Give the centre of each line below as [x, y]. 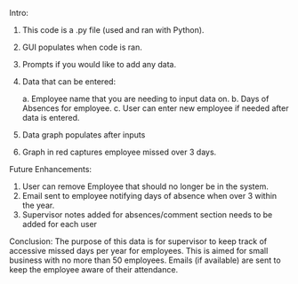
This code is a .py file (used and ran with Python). [113, 30]
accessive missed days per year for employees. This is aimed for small [139, 251]
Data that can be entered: [69, 82]
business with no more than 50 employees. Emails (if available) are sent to [145, 260]
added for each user [60, 224]
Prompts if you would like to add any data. [99, 64]
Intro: [19, 13]
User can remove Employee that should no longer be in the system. [145, 186]
